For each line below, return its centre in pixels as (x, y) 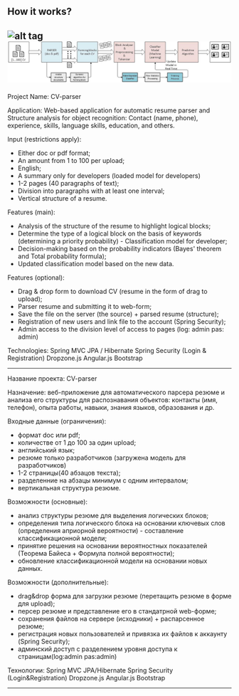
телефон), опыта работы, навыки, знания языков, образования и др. (111, 407)
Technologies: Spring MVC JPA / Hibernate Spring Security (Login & (107, 350)
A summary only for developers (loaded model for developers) (109, 175)
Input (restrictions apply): (44, 139)
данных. (30, 568)
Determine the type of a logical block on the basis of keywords (110, 233)
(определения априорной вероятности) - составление (101, 530)
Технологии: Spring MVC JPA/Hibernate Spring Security (90, 670)
